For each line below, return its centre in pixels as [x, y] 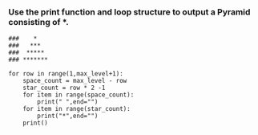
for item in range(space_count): [79, 95]
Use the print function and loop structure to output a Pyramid [129, 12]
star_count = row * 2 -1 [64, 88]
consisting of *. [39, 22]
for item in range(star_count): [77, 109]
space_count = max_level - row [75, 81]
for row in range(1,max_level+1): [66, 74]
